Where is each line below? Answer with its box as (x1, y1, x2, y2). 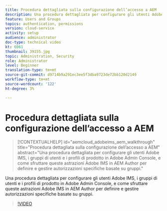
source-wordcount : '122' (5, 81, 57, 86)
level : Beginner (5, 63, 39, 68)
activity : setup (5, 30, 39, 35)
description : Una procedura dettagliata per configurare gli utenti (5, 12, 150, 17)
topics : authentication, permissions (5, 21, 83, 26)
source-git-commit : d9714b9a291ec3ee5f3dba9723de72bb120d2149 (5, 72, 137, 77)
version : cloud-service (5, 26, 55, 31)
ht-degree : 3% (5, 86, 35, 91)
